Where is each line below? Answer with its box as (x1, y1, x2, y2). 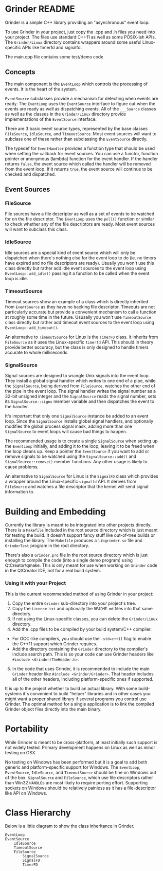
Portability (5, 723, 49, 734)
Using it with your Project (5, 580, 66, 587)
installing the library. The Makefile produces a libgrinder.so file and (5, 538, 143, 544)
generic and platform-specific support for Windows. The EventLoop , (5, 764, 141, 770)
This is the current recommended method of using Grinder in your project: (5, 591, 154, 597)
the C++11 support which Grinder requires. (12, 641, 97, 647)
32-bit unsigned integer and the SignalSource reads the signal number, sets (5, 393, 157, 399)
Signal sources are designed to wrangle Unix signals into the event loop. (5, 373, 150, 379)
